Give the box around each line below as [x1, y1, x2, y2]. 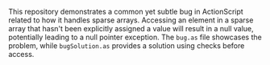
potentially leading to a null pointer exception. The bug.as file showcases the [8, 32, 262, 42]
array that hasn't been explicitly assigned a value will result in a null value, [8, 24, 254, 33]
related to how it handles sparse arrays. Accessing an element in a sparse [8, 15, 254, 25]
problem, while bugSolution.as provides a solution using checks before [8, 41, 245, 51]
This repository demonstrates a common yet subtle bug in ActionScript [8, 7, 243, 16]
